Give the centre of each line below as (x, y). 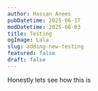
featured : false (31, 54)
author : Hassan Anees (39, 14)
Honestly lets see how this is (49, 80)
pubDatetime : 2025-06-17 (44, 20)
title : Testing (30, 34)
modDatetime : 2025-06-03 (44, 27)
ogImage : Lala (28, 40)
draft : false (27, 60)
